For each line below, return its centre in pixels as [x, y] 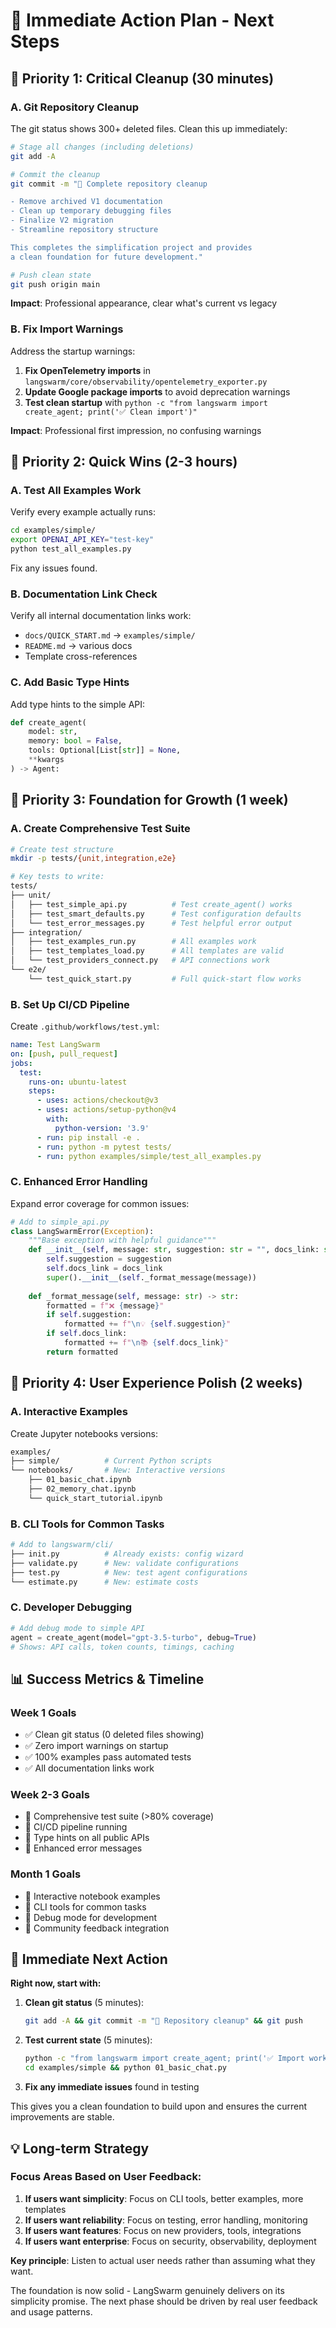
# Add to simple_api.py [60, 1222]
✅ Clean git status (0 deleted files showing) [114, 1735]
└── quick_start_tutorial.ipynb [95, 1498]
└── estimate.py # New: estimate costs [104, 1582]
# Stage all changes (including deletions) [102, 147]
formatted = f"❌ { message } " [105, 1305]
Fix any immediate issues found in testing [112, 2087]
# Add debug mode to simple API [77, 1628]
